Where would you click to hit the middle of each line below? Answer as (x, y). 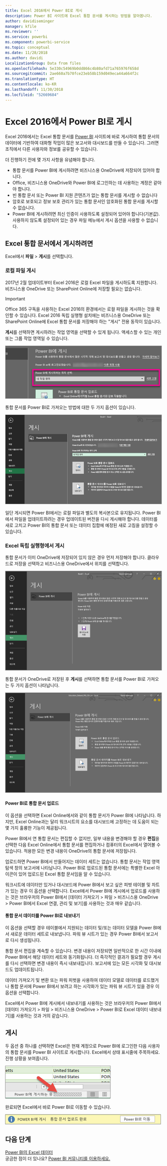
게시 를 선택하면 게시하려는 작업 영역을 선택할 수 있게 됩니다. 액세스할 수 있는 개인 (83, 332)
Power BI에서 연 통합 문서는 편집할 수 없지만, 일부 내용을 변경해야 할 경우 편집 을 (83, 838)
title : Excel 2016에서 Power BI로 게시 (44, 10)
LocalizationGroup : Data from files (43, 63)
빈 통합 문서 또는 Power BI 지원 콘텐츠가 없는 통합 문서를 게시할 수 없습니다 (85, 195)
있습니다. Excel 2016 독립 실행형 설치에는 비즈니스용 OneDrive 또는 (85, 315)
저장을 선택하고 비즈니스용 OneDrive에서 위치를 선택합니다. (72, 564)
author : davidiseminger (30, 21)
